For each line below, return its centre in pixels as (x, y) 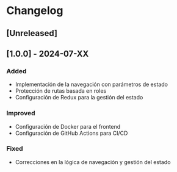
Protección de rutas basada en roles (61, 91)
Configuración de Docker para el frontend (68, 126)
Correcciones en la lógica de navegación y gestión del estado (93, 162)
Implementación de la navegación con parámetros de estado (91, 84)
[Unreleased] (32, 33)
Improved (21, 113)
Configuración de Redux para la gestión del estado (79, 98)
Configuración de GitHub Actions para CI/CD (71, 133)
